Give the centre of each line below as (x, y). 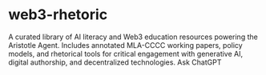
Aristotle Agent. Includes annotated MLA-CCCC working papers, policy (125, 45)
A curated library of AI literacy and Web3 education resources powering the (133, 37)
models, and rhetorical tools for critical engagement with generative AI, (126, 53)
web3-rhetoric (58, 15)
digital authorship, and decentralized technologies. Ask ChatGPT (115, 62)
